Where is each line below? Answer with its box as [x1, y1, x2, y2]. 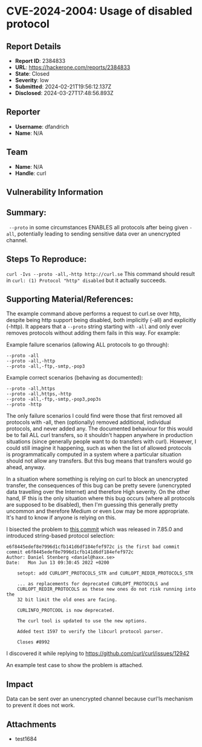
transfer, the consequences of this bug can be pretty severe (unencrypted [6, 482, 192, 489]
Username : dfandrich [15, 123, 70, 130]
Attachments [6, 719, 57, 729]
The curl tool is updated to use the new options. [17, 618, 148, 624]
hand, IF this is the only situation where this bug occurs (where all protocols [6, 495, 195, 502]
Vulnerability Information [6, 187, 103, 197]
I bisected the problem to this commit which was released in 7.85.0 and [6, 525, 183, 533]
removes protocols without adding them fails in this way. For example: [6, 329, 180, 337]
